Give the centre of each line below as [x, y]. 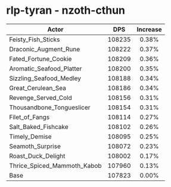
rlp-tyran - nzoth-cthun [66, 10]
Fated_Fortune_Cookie [41, 59]
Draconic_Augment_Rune [45, 49]
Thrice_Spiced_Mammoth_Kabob [56, 165]
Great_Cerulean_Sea [38, 88]
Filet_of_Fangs [29, 117]
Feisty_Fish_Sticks [35, 39]
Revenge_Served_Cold [41, 97]
